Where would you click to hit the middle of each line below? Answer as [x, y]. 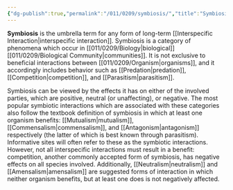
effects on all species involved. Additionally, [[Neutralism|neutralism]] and [113, 164]
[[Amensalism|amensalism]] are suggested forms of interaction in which [110, 171]
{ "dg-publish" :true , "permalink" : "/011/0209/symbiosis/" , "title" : [103, 13]
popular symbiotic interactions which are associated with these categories [113, 105]
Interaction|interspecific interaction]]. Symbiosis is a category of [99, 40]
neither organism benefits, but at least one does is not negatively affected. [113, 179]
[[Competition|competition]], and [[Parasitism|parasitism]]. [91, 77]
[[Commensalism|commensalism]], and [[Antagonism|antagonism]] [103, 127]
